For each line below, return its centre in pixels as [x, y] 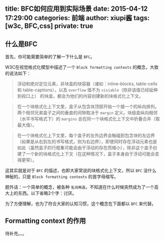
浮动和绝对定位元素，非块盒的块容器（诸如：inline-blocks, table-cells [87, 84]
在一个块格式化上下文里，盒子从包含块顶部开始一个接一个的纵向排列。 [88, 107]
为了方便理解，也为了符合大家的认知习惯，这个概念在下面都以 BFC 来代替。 [81, 204]
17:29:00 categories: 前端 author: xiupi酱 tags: [77, 18]
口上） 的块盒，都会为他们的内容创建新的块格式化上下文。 [84, 96]
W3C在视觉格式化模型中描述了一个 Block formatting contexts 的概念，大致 [82, 67]
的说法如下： [18, 73]
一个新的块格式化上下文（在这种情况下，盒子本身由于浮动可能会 [90, 154]
